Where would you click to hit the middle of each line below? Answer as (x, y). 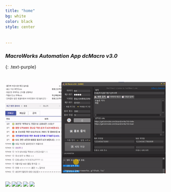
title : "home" (20, 11)
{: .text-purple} (21, 67)
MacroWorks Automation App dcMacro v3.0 (62, 56)
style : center (20, 27)
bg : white (16, 16)
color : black (19, 21)
